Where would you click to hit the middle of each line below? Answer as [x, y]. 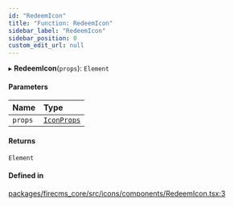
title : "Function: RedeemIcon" [61, 23]
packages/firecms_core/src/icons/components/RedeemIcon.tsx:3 [117, 193]
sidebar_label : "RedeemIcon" [57, 30]
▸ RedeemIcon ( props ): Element [59, 68]
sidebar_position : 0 [43, 38]
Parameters [28, 87]
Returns [22, 140]
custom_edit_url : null [46, 46]
